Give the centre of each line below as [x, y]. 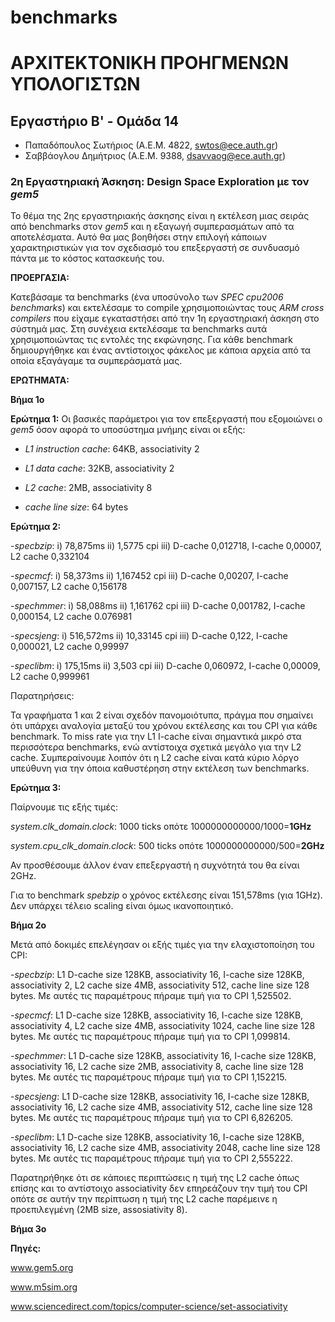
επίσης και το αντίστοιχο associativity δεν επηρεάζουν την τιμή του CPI [159, 1188]
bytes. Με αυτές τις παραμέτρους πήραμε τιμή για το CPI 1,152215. [149, 1077]
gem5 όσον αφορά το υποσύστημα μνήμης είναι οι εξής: [128, 430]
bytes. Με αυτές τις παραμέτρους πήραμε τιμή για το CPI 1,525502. [151, 996]
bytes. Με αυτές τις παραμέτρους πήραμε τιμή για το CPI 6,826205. [152, 1118]
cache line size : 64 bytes [76, 507]
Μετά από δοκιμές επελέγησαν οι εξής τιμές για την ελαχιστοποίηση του [162, 945]
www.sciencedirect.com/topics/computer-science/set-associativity [149, 1307]
